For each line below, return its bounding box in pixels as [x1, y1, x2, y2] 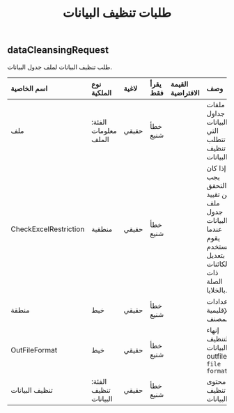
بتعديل [206, 250, 225, 260]
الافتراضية [170, 88, 200, 98]
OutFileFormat [10, 345, 58, 354]
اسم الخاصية [10, 84, 48, 93]
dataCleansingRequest [7, 44, 109, 56]
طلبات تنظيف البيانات [62, 5, 172, 21]
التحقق [206, 180, 227, 190]
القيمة [170, 79, 189, 88]
